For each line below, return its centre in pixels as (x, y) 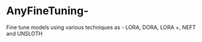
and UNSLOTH (24, 33)
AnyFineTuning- (48, 11)
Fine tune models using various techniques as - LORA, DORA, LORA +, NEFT (101, 27)
